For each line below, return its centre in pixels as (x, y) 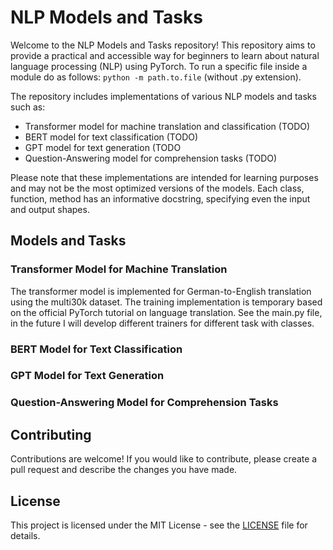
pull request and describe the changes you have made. (124, 470)
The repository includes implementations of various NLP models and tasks (163, 96)
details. (25, 536)
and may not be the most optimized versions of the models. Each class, (157, 188)
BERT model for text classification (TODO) (111, 137)
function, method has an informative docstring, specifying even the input (160, 198)
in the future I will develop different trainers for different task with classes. (162, 323)
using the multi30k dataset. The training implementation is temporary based (166, 302)
